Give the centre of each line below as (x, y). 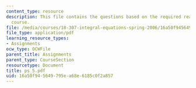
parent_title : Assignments (39, 54)
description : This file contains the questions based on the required (94, 17)
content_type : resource (35, 11)
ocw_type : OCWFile (28, 49)
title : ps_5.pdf (26, 71)
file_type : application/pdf (40, 33)
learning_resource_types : (37, 38)
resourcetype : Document (35, 65)
